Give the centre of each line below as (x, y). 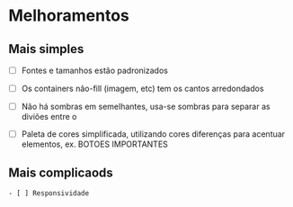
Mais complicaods (61, 172)
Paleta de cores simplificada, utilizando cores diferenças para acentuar (153, 134)
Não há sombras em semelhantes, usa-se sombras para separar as (146, 107)
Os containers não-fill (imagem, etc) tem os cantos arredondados (142, 89)
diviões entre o (49, 117)
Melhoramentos (69, 16)
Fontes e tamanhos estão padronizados (94, 70)
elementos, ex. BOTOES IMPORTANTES (94, 144)
